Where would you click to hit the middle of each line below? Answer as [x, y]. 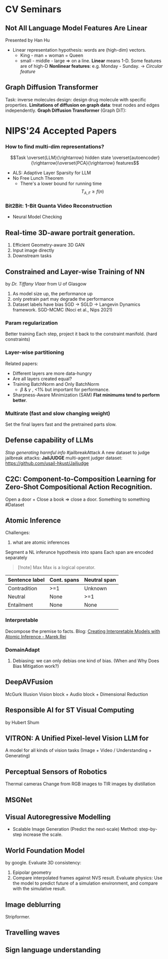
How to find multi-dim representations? [55, 146]
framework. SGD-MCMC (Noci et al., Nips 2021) [62, 310]
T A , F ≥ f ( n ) [92, 192]
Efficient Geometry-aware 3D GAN [49, 245]
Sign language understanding [53, 950]
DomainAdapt [23, 650]
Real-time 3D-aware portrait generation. [70, 233]
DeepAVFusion [29, 682]
